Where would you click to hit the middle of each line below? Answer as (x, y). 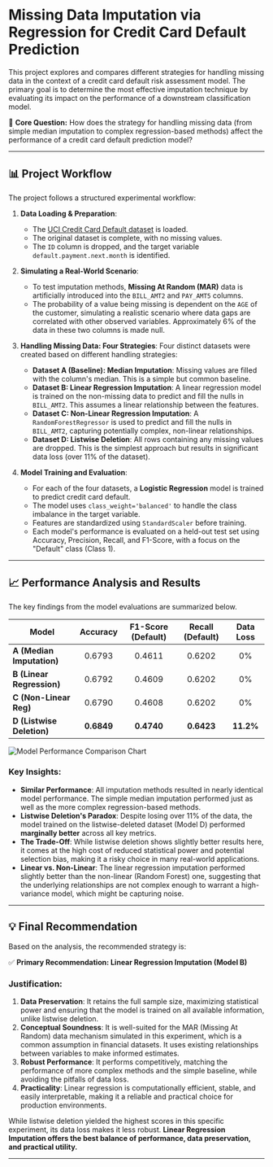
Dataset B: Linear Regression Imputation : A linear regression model (147, 387)
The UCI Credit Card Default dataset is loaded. (110, 229)
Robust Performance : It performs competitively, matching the (124, 1062)
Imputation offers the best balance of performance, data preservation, (130, 1138)
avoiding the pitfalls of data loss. (74, 1079)
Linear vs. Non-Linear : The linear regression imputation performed (132, 868)
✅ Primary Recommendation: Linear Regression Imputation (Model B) (128, 962)
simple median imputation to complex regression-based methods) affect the (136, 131)
